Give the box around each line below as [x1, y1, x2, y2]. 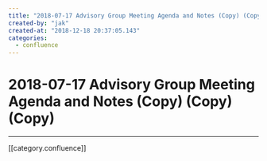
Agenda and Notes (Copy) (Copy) [8, 92, 233, 111]
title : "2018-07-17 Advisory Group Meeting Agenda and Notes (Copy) [8, 11, 240, 20]
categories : [8, 33, 48, 42]
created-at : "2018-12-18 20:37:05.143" [8, 26, 141, 34]
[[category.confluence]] [8, 143, 87, 153]
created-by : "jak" [8, 19, 69, 27]
